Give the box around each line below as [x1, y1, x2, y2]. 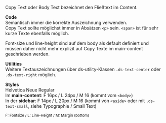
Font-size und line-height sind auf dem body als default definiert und [5, 40, 149, 46]
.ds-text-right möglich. [5, 72, 57, 78]
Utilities [5, 61, 22, 67]
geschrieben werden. [5, 51, 50, 57]
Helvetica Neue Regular [5, 87, 55, 93]
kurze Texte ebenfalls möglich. [5, 30, 69, 36]
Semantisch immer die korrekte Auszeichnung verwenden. [5, 20, 128, 25]
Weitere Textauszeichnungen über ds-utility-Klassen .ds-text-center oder [5, 66, 161, 72]
